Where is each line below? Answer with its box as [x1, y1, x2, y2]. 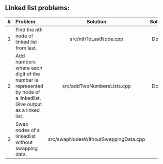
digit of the [15, 70, 40, 77]
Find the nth [15, 26, 43, 33]
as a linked [15, 106, 40, 113]
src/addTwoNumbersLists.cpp [62, 82, 131, 89]
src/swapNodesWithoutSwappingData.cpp [48, 135, 146, 142]
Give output [15, 101, 42, 107]
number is [15, 76, 39, 83]
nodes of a [15, 127, 40, 134]
